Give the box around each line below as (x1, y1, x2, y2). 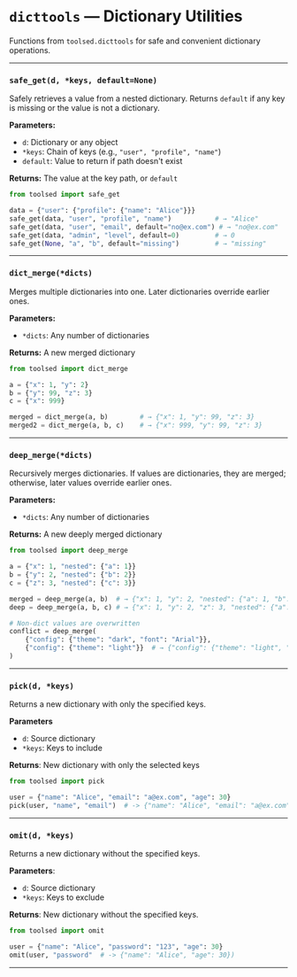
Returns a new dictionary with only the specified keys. (9, 699, 206, 709)
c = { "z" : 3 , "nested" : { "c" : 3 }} (9, 578, 137, 587)
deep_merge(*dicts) (9, 450, 93, 460)
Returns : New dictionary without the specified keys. (9, 910, 199, 920)
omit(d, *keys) (9, 830, 75, 841)
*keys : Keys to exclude (21, 892, 104, 903)
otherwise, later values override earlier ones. (9, 477, 172, 488)
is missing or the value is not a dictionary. (9, 103, 161, 113)
